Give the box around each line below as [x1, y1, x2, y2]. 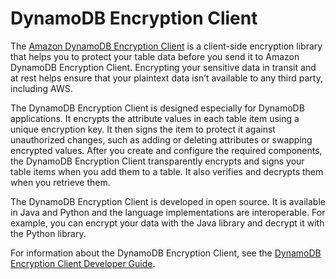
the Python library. [10, 227, 87, 239]
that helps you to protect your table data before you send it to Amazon [10, 50, 300, 62]
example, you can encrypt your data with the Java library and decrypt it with [10, 217, 325, 229]
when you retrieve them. [10, 176, 111, 188]
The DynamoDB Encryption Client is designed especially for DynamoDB [10, 102, 305, 114]
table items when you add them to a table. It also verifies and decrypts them [10, 165, 324, 177]
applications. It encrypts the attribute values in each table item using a [10, 112, 300, 124]
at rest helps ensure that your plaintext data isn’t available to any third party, [10, 72, 323, 84]
